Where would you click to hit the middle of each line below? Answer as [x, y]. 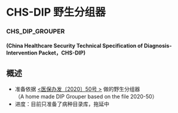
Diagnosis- [158, 45]
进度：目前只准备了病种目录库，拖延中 [62, 104]
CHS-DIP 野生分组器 [56, 12]
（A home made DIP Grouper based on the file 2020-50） [86, 96]
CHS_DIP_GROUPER [36, 32]
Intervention [22, 53]
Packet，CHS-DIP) [62, 53]
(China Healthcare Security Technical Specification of [75, 45]
